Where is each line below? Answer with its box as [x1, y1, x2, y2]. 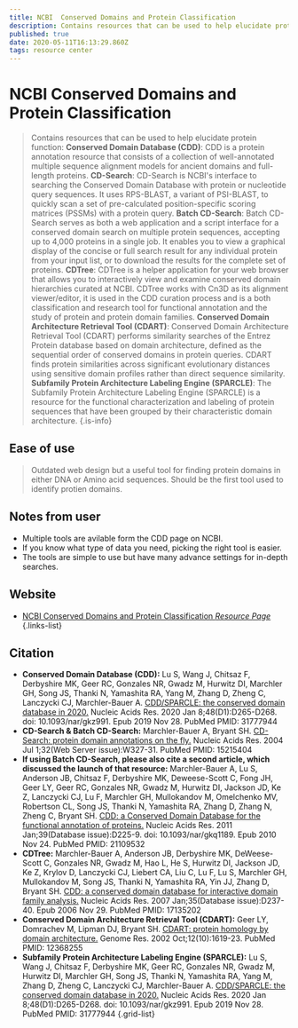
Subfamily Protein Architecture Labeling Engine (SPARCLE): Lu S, [21, 952, 268, 963]
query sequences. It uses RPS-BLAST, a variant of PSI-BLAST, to [30, 189, 269, 200]
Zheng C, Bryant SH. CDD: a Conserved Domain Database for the [21, 811, 262, 821]
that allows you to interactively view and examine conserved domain [30, 274, 281, 285]
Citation [9, 645, 55, 660]
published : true [9, 29, 69, 38]
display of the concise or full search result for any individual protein [30, 246, 278, 257]
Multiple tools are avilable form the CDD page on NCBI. [21, 533, 223, 543]
